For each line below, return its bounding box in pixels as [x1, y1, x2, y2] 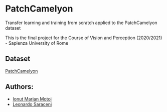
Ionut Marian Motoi [12, 96, 52, 102]
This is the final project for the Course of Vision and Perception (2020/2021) [5, 35, 162, 41]
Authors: [5, 82, 34, 91]
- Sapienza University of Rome [5, 40, 69, 46]
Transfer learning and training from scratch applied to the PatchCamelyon [5, 20, 157, 26]
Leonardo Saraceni [12, 101, 52, 107]
